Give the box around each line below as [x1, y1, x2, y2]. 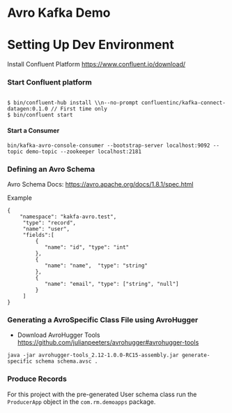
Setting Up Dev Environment [7, 37, 174, 53]
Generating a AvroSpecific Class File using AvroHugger [7, 314, 199, 324]
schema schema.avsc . [35, 358, 98, 365]
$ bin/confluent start [7, 112, 73, 119]
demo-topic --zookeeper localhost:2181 [25, 148, 141, 155]
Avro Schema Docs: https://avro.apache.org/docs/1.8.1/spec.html [7, 180, 194, 188]
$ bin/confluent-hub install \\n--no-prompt [7, 99, 139, 106]
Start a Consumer [7, 126, 60, 135]
